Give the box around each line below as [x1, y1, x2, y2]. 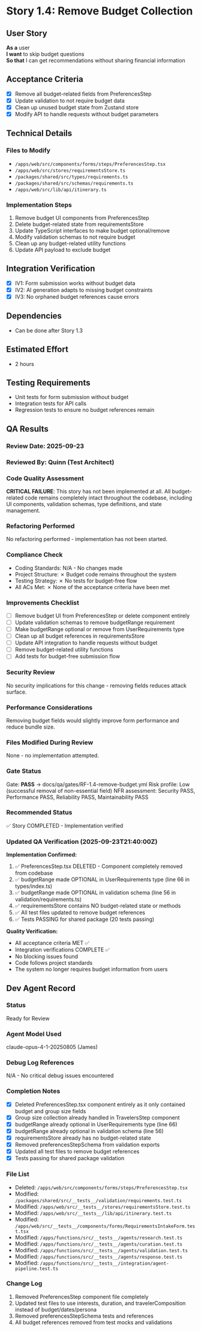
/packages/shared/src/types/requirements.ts [14, 174, 128, 180]
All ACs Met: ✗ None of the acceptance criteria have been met [14, 583, 170, 590]
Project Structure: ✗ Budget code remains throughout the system [14, 570, 177, 578]
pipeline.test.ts [14, 1265, 59, 1272]
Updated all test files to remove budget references [14, 1148, 140, 1155]
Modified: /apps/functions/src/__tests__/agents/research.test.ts [14, 1233, 183, 1241]
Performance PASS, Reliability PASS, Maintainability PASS [6, 793, 149, 801]
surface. [6, 688, 27, 695]
